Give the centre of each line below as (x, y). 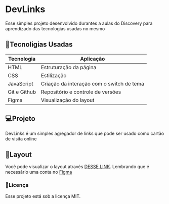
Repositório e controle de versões (81, 92)
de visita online (21, 139)
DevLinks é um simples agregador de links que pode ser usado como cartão (85, 133)
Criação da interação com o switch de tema (92, 83)
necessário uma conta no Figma (39, 172)
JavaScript (21, 83)
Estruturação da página (69, 67)
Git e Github (22, 92)
